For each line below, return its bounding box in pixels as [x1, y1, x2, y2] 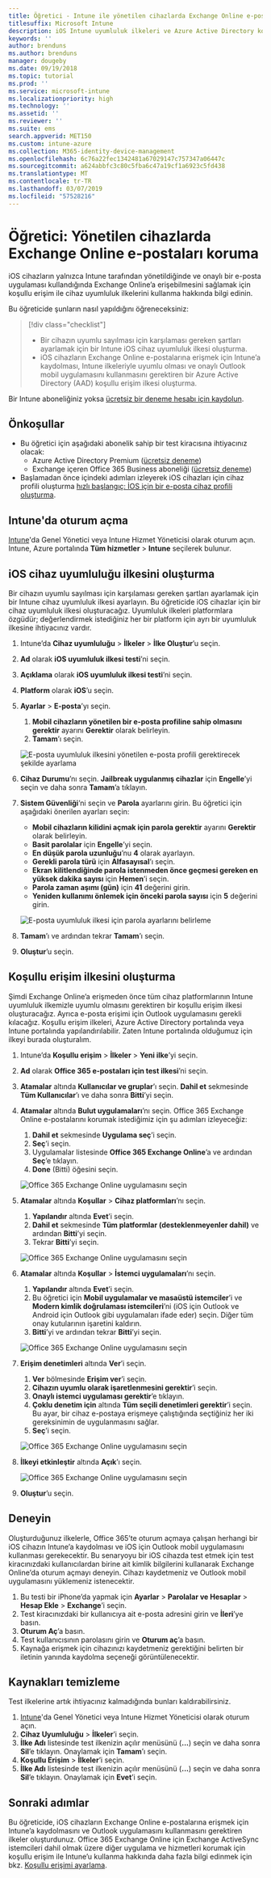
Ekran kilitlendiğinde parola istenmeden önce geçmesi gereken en [31, 866, 258, 875]
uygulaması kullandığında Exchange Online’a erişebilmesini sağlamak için [8, 280, 252, 289]
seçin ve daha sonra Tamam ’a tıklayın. [19, 783, 148, 792]
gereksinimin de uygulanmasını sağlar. [31, 1416, 160, 1427]
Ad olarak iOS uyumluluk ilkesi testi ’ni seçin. [19, 654, 171, 664]
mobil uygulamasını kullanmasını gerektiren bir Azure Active [40, 369, 239, 379]
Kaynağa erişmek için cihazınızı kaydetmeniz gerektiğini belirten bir [19, 1643, 244, 1653]
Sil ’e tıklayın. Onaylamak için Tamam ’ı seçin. [19, 1747, 168, 1757]
